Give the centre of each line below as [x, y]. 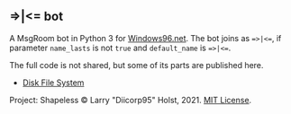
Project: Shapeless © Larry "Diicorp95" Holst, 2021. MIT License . [131, 100]
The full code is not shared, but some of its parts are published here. [136, 65]
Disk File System [53, 83]
